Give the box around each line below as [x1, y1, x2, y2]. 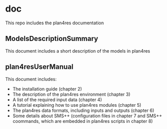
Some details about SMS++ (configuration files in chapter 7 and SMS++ [12, 112, 162, 119]
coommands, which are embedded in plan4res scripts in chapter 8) [12, 118, 153, 124]
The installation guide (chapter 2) [12, 85, 82, 92]
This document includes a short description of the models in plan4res [5, 48, 150, 54]
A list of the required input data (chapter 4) [12, 97, 102, 103]
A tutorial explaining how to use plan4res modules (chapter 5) [12, 102, 142, 108]
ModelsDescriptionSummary [5, 34, 99, 43]
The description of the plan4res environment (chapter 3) [12, 91, 131, 97]
